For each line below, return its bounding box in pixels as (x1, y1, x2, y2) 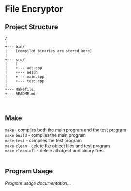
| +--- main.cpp (5, 74, 45, 79)
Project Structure (5, 23, 58, 31)
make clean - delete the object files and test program (5, 143, 110, 149)
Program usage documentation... (5, 180, 71, 186)
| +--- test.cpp (5, 79, 45, 84)
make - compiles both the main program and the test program (5, 127, 126, 133)
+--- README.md (5, 91, 36, 96)
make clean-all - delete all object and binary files (5, 148, 104, 153)
